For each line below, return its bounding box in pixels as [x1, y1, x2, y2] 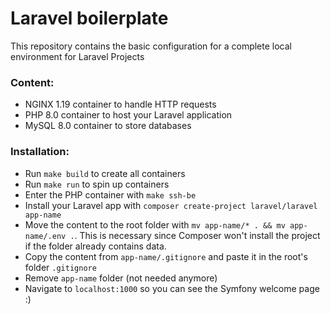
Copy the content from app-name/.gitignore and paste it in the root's [24, 250, 308, 262]
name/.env [24, 231, 67, 241]
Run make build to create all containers [24, 167, 186, 179]
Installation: [10, 145, 70, 159]
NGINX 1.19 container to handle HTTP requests [24, 98, 217, 111]
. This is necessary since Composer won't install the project [74, 229, 321, 241]
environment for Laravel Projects [10, 50, 145, 62]
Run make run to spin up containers [24, 178, 170, 190]
